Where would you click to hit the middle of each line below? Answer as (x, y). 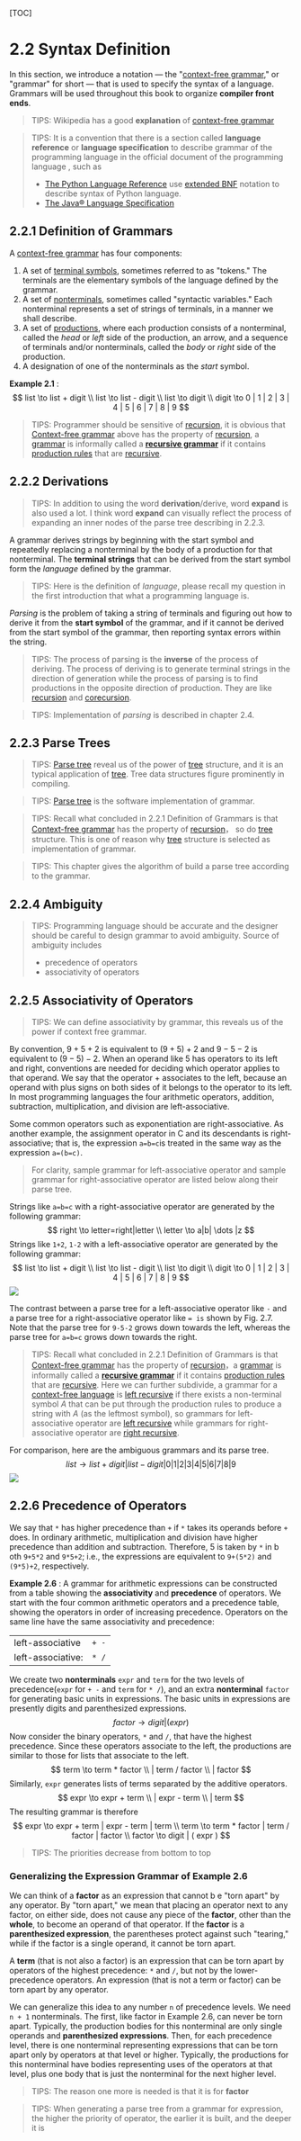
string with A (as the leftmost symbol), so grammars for (133, 1413)
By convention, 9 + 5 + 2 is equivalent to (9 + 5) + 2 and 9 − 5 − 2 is (133, 1049)
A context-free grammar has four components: (96, 253)
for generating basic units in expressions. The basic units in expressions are (150, 1698)
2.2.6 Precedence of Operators (98, 1506)
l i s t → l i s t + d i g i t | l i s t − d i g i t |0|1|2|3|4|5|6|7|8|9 (151, 1464)
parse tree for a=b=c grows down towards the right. (103, 1337)
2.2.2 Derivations (59, 482)
